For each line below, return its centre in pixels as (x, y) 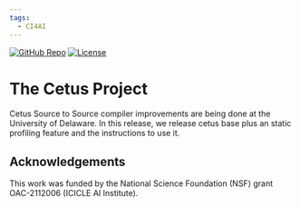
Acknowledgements (68, 161)
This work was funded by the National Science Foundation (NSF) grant (141, 183)
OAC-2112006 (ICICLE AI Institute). (74, 193)
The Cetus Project (78, 89)
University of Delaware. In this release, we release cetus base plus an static (150, 123)
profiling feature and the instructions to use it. (95, 133)
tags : (19, 18)
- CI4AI (32, 26)
